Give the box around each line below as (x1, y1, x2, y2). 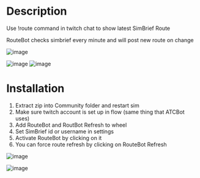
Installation (6, 81, 65, 95)
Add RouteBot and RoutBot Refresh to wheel (15, 121, 127, 128)
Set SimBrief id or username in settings (15, 127, 114, 135)
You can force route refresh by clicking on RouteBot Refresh (15, 141, 167, 148)
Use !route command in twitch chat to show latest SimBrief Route (6, 24, 170, 32)
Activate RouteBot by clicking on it (15, 134, 102, 141)
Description (6, 4, 67, 18)
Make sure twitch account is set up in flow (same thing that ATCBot (15, 108, 185, 116)
